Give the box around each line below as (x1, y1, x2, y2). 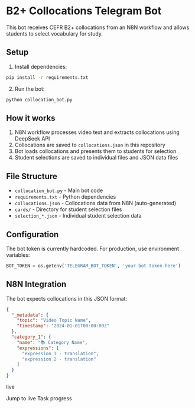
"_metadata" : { (11, 312, 49, 318)
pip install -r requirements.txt (6, 74, 89, 81)
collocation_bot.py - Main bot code (14, 187, 103, 194)
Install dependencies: (14, 63, 67, 70)
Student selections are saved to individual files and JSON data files (14, 154, 178, 161)
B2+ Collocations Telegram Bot (6, 4, 162, 18)
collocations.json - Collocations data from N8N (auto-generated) (14, 200, 177, 207)
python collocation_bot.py (6, 97, 73, 103)
